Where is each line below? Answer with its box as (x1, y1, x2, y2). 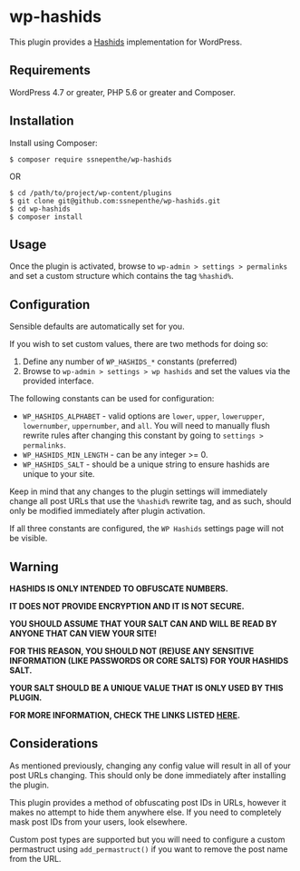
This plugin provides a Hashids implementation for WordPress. (9, 36, 243, 47)
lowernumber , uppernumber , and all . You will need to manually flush (22, 421, 270, 431)
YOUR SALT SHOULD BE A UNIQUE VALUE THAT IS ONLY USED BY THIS (9, 683, 284, 693)
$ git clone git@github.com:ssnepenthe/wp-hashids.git (9, 196, 221, 205)
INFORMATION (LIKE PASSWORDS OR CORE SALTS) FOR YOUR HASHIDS (9, 656, 289, 666)
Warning (9, 559, 59, 574)
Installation (9, 114, 74, 129)
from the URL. (9, 853, 62, 864)
